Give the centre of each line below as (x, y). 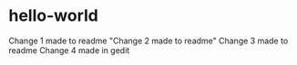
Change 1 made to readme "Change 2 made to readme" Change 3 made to (148, 41)
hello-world (54, 16)
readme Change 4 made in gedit (69, 50)
